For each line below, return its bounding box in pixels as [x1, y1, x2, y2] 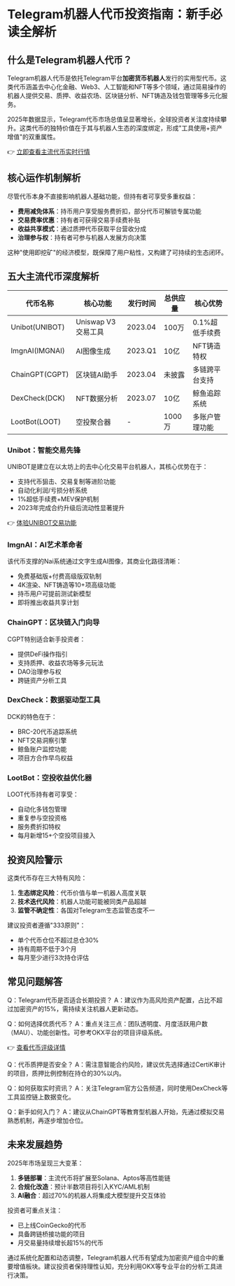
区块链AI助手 [76, 369, 117, 379]
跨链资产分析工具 [17, 676, 67, 684]
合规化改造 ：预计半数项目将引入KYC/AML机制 [17, 1182, 150, 1191]
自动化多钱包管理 [17, 805, 67, 814]
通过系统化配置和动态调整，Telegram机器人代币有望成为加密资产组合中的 [7, 1253, 218, 1261]
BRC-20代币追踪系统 [17, 727, 78, 736]
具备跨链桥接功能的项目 [17, 1229, 85, 1238]
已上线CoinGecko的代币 [17, 1221, 87, 1229]
